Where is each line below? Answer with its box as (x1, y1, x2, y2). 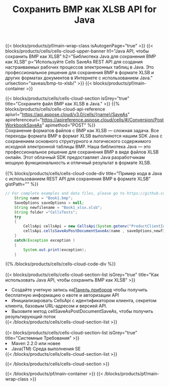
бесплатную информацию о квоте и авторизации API (5, 292, 119, 298)
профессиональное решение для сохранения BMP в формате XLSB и (5, 70, 154, 76)
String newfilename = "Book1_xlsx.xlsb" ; (14, 205, 102, 210)
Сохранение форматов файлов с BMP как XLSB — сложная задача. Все (5, 128, 159, 134)
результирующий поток (5, 314, 56, 320)
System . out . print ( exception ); (23, 247, 87, 252)
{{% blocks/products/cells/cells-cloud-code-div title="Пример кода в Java (5, 171, 162, 177)
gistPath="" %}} (5, 181, 39, 187)
